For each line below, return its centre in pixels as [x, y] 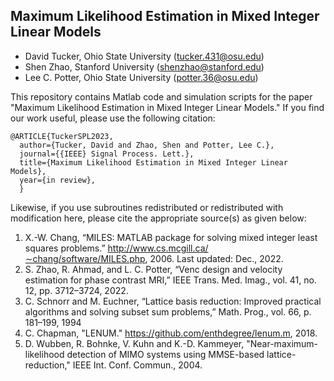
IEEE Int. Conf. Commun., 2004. [137, 365]
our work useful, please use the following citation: [113, 118]
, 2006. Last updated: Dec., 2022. [214, 258]
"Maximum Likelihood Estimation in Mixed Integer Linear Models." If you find [167, 107]
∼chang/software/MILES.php [85, 258]
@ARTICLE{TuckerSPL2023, [62, 136]
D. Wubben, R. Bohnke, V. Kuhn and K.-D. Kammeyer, [134, 343]
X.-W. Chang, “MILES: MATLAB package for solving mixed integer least [171, 237]
